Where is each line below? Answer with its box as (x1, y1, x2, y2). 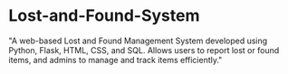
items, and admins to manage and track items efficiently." (8, 54, 223, 65)
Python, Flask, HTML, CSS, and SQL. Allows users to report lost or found (8, 44, 280, 55)
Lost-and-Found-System (8, 5, 200, 26)
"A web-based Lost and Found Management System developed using (8, 35, 268, 46)
